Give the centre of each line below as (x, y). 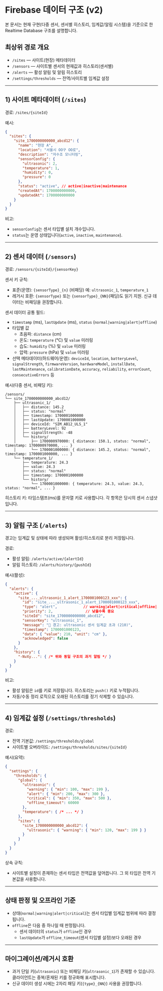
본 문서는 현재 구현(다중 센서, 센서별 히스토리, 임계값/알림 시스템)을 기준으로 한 (79, 24)
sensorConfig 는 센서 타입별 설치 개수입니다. (54, 229)
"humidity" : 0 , (38, 173)
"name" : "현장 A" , (35, 146)
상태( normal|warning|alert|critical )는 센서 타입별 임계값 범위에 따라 (79, 913)
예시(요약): (15, 757)
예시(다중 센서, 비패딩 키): (29, 385)
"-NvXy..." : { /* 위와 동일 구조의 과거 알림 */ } (65, 656)
